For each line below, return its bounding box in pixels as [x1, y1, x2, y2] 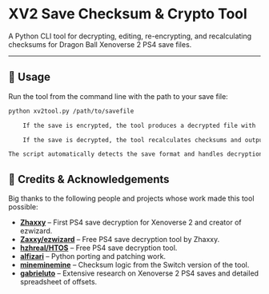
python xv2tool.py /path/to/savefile [8, 107, 134, 115]
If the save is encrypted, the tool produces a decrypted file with [22, 121, 256, 129]
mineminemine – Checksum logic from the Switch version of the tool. [19, 260, 250, 270]
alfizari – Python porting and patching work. [19, 252, 167, 261]
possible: [8, 202, 38, 212]
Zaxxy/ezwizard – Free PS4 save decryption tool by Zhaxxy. [19, 235, 220, 244]
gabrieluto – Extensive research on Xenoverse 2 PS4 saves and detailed [19, 268, 259, 278]
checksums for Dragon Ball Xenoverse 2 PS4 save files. [8, 39, 192, 49]
